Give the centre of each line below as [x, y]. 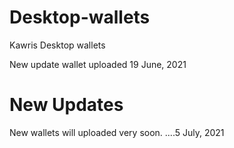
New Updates [66, 105]
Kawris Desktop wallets [57, 45]
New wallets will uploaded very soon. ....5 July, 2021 [117, 132]
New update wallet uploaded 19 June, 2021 [98, 64]
